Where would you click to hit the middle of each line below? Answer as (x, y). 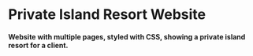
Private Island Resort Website (107, 15)
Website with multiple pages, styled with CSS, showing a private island (127, 36)
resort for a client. (38, 45)
